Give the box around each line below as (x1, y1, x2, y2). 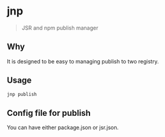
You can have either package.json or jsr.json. (7, 124, 119, 131)
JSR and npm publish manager (21, 24, 99, 31)
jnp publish (7, 91, 37, 97)
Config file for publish (7, 107, 91, 118)
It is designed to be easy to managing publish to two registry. (7, 57, 159, 65)
